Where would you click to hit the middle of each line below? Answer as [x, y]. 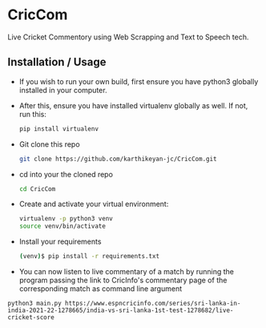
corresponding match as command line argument [100, 289]
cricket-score [31, 318]
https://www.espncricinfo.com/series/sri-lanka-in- [153, 303]
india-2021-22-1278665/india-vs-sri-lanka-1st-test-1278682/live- [121, 310]
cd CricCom [37, 189]
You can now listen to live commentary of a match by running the [126, 271]
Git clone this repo [50, 144]
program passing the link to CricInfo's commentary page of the [123, 280]
